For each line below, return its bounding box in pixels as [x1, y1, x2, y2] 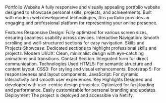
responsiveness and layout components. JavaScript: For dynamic [5, 71, 139, 77]
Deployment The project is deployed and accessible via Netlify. [5, 92, 134, 98]
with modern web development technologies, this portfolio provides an [5, 15, 150, 20]
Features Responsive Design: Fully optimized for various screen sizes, [5, 30, 148, 35]
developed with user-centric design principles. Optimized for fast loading [5, 82, 155, 88]
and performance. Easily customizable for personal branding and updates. [5, 87, 157, 93]
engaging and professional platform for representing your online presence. [5, 20, 158, 26]
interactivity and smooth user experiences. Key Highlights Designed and [5, 76, 153, 82]
